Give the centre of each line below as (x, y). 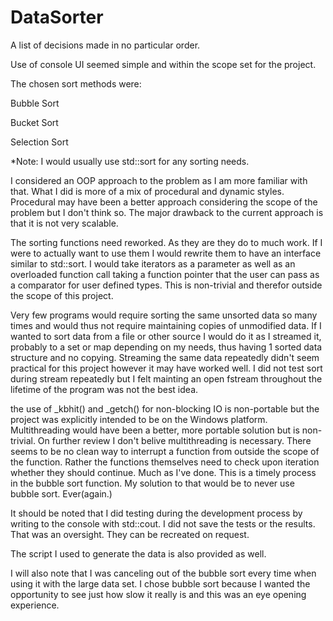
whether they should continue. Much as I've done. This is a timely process (163, 472)
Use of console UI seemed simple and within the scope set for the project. (163, 64)
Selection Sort (39, 142)
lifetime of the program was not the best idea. (104, 389)
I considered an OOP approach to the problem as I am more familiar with (159, 180)
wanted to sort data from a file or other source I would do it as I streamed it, (166, 336)
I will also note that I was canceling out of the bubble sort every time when (163, 573)
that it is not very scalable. (64, 223)
